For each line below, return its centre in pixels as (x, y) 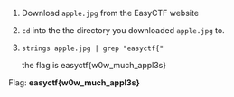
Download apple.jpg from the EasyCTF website (110, 13)
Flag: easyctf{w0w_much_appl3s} (75, 83)
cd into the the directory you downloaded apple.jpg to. (123, 30)
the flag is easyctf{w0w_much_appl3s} (94, 65)
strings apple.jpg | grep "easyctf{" (93, 48)
